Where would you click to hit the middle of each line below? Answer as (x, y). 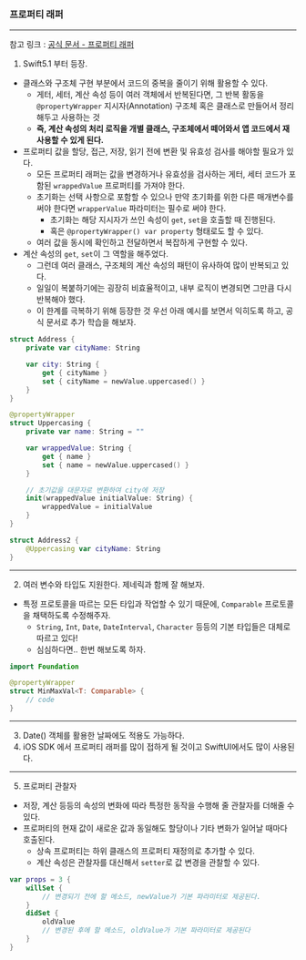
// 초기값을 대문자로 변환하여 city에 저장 (95, 490)
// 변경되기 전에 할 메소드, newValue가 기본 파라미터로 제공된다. (152, 896)
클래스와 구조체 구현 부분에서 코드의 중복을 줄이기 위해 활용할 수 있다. (145, 83)
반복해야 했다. (61, 300)
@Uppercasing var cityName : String (93, 548)
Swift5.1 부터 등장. (55, 64)
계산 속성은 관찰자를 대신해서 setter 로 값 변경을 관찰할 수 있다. (148, 862)
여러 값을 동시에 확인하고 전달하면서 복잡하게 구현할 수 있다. (142, 242)
